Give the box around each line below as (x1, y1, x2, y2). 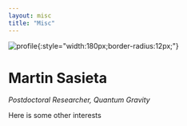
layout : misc (8, 11, 52, 20)
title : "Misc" (8, 19, 56, 27)
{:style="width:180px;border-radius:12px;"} (37, 41, 180, 50)
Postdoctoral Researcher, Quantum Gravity (8, 95, 150, 104)
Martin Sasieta (8, 69, 108, 87)
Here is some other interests (8, 111, 101, 120)
